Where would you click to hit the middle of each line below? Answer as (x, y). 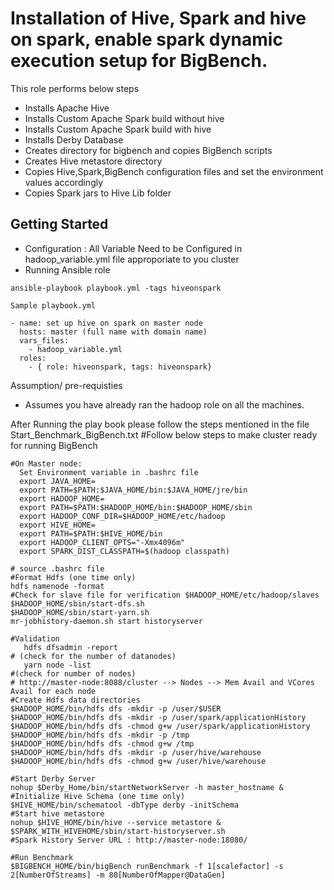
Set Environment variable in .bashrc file (109, 472)
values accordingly (64, 182)
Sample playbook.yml (53, 305)
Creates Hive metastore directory (93, 161)
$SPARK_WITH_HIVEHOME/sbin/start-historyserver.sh (118, 831)
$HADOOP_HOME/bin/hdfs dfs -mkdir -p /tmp (100, 735)
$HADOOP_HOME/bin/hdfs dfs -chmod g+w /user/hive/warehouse (138, 761)
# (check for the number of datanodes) (93, 656)
